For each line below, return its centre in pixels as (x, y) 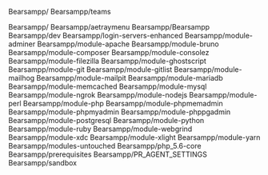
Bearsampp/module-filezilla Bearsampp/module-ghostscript (107, 61)
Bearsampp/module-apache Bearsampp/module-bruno (128, 44)
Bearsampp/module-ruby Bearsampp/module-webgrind (100, 129)
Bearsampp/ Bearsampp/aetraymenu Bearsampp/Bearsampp (109, 27)
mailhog (22, 78)
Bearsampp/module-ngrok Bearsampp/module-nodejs (98, 95)
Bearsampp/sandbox (43, 163)
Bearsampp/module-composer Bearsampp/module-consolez (109, 52)
